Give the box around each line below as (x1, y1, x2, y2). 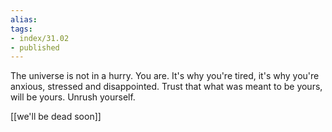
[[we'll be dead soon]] (10, 111, 102, 123)
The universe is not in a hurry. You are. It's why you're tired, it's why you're (10, 70, 320, 82)
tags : (10, 24, 33, 34)
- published (10, 42, 60, 53)
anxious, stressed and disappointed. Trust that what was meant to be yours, (10, 81, 323, 93)
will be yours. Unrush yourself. (10, 91, 136, 103)
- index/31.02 (10, 33, 70, 43)
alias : (10, 14, 38, 25)
